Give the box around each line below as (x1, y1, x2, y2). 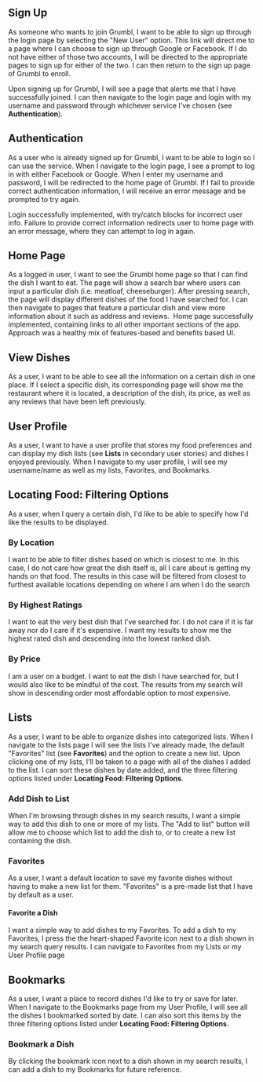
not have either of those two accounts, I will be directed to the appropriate (8, 52, 248, 61)
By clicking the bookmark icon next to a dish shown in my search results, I (8, 1056, 248, 1066)
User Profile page (8, 950, 65, 960)
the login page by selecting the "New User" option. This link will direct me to (8, 35, 255, 45)
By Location (8, 537, 55, 548)
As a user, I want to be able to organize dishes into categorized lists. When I (8, 732, 254, 741)
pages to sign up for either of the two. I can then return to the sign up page (8, 60, 251, 70)
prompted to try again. (8, 194, 81, 203)
